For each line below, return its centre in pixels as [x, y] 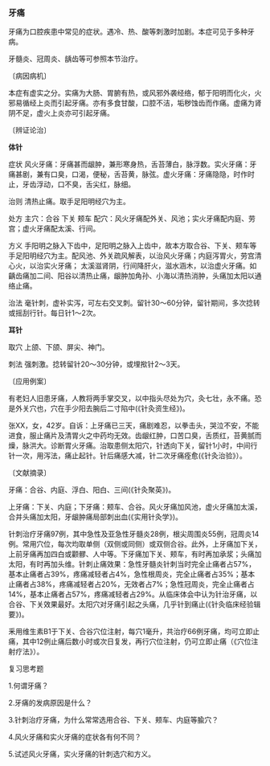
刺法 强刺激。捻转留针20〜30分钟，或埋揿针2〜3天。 [96, 364]
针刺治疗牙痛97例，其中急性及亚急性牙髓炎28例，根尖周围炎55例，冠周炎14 [134, 534]
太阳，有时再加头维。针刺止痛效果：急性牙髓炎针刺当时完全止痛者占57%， [132, 564]
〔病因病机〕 [29, 76]
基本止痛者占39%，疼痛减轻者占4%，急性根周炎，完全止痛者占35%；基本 [132, 574]
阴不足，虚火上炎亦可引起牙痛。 [61, 113]
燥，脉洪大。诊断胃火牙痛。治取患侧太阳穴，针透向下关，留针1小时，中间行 [133, 446]
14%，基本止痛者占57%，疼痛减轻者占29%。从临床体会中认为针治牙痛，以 [133, 594]
